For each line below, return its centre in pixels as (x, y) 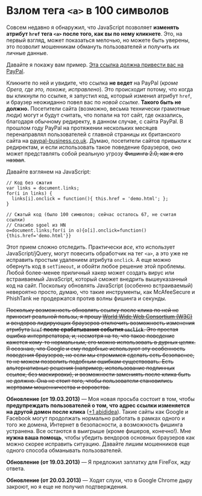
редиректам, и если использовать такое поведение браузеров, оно (94, 147)
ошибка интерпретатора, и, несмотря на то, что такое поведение (90, 336)
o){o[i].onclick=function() (112, 230)
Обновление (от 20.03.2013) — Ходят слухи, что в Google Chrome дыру (99, 480)
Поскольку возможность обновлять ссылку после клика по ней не (93, 310)
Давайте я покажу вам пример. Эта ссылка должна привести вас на (95, 65)
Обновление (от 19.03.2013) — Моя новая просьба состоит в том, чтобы (100, 399)
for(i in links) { (29, 193)
